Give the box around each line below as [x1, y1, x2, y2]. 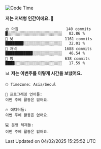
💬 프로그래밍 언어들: [5, 92, 43, 97]
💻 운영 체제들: [5, 122, 34, 128]
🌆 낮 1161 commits [5, 36, 92, 41]
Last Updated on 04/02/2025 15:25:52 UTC [5, 138, 96, 144]
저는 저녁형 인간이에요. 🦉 [5, 15, 54, 21]
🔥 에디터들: [5, 107, 27, 112]
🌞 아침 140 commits [5, 27, 91, 32]
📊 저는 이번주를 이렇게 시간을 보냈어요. [5, 70, 83, 76]
